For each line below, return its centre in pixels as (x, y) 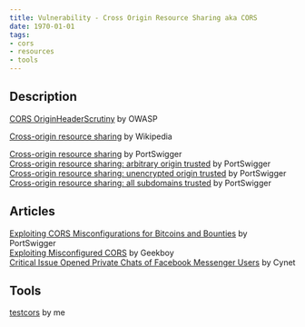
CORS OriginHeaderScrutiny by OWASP (84, 118)
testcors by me (37, 312)
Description (43, 97)
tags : (20, 35)
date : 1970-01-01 (42, 26)
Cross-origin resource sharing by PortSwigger (96, 154)
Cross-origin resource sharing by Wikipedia (91, 136)
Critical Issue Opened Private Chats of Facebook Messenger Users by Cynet (152, 262)
